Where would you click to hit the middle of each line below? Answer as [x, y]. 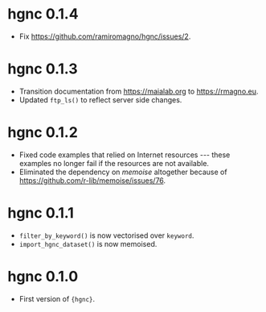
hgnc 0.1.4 [43, 14]
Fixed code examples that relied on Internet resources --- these [125, 155]
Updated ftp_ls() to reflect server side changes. [100, 100]
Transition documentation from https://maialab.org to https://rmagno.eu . [139, 91]
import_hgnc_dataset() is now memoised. [88, 243]
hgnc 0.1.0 [43, 276]
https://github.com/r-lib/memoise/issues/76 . [92, 180]
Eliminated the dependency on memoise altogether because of [123, 172]
